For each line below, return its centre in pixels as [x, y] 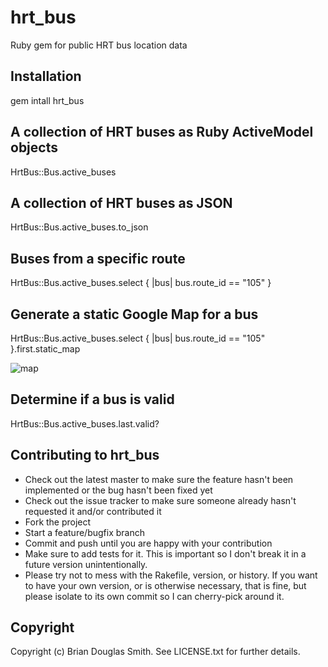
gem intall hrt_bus [47, 100]
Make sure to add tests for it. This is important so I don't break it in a [165, 553]
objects [34, 147]
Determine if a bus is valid [92, 399]
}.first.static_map [45, 349]
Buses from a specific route [98, 258]
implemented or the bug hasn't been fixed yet [118, 490]
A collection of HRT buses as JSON [121, 202]
